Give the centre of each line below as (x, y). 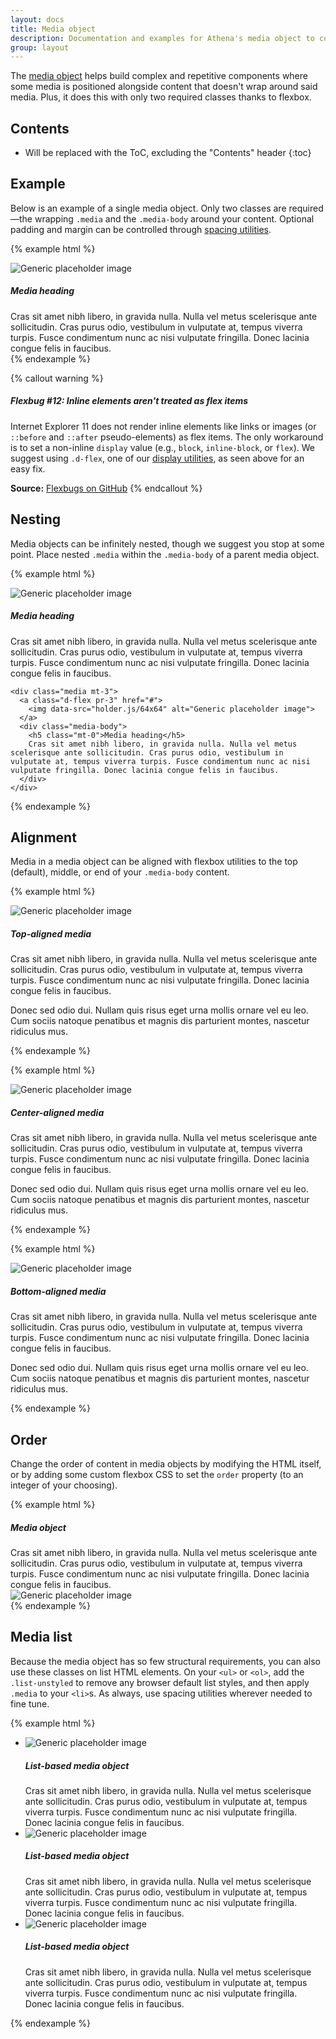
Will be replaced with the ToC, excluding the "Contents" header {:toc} (168, 153)
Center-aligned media (57, 1112)
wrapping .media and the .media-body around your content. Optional (174, 218)
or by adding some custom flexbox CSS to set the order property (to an (157, 1475)
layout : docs (37, 19)
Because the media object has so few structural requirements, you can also (165, 1661)
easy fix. (28, 468)
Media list (41, 1637)
